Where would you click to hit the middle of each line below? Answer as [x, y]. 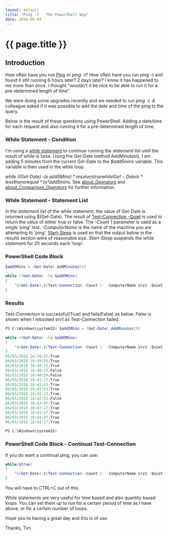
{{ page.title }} [36, 44]
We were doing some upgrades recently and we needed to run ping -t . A [80, 101]
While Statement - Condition [41, 140]
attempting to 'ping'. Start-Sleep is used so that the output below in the [79, 232]
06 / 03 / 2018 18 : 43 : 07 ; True [32, 403]
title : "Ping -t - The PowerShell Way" [47, 15]
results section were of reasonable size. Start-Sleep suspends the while [80, 238]
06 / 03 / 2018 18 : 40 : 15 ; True [32, 366]
